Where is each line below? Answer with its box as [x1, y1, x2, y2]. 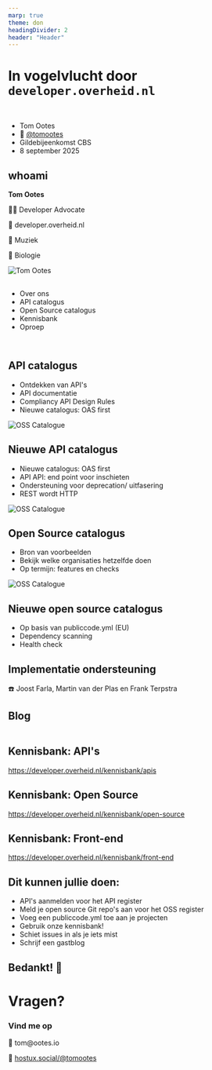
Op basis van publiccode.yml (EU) [19, 623, 130, 633]
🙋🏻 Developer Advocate [8, 205, 85, 214]
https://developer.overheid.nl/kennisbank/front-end [8, 853, 174, 862]
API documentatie [19, 388, 77, 397]
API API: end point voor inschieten [19, 472, 130, 481]
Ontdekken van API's [19, 380, 88, 389]
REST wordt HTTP [19, 488, 78, 498]
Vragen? [8, 992, 65, 1010]
